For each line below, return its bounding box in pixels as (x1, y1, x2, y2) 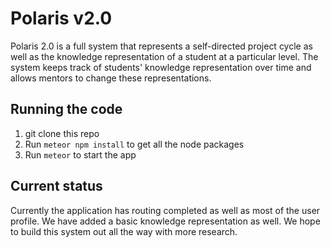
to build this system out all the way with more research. (10, 225, 238, 237)
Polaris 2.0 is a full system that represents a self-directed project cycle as (10, 40, 313, 52)
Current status (10, 178, 103, 195)
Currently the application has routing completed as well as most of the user (10, 204, 321, 216)
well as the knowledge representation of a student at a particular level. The (10, 50, 319, 62)
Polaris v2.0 (10, 7, 113, 30)
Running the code (10, 101, 123, 118)
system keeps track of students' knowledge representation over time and (10, 61, 312, 73)
